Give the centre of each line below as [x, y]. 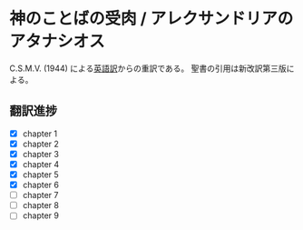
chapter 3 [40, 154]
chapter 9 [40, 215]
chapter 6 [40, 185]
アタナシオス [58, 41]
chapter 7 [40, 195]
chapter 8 [40, 205]
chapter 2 [40, 144]
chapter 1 [39, 134]
